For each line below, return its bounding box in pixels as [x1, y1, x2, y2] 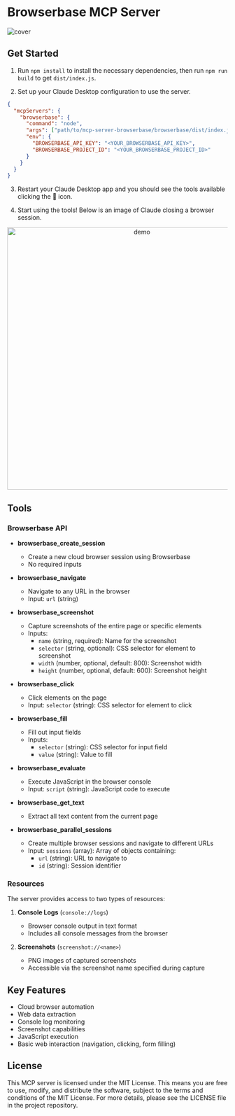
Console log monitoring [17, 1017, 85, 1026]
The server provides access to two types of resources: [7, 895, 166, 903]
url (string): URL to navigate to [38, 854, 127, 862]
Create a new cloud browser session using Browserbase [27, 552, 191, 560]
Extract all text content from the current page [27, 812, 159, 820]
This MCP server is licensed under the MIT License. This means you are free [7, 1078, 228, 1087]
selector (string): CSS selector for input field [38, 742, 168, 751]
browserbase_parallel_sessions [17, 825, 112, 833]
